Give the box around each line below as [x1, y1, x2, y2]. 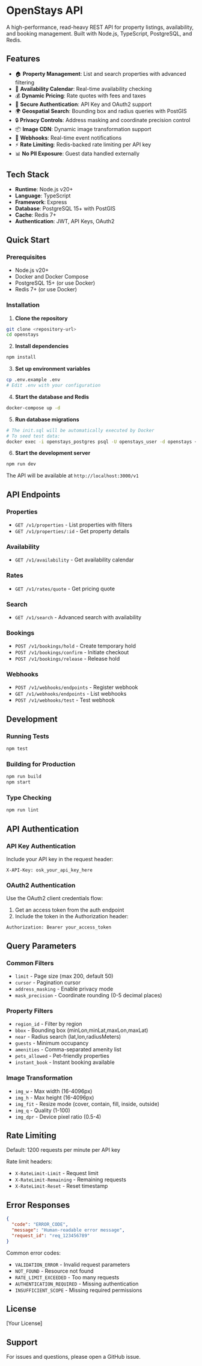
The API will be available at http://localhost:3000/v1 [6, 472, 139, 479]
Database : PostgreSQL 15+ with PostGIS [14, 205, 116, 212]
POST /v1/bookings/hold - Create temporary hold [14, 642, 136, 650]
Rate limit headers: [6, 1158, 53, 1165]
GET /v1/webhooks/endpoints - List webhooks [14, 690, 127, 697]
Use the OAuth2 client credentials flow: [6, 895, 103, 902]
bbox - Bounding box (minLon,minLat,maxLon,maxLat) [14, 1027, 148, 1034]
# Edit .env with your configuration [6, 383, 101, 389]
